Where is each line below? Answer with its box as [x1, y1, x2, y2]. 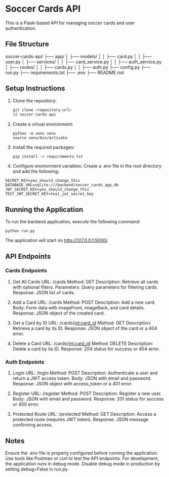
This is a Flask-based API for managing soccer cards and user [5, 20, 135, 26]
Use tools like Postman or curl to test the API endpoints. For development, [5, 455, 159, 461]
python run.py [5, 228, 35, 233]
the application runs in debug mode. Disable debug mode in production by [5, 460, 160, 466]
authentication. [5, 25, 37, 31]
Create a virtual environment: [12, 121, 73, 127]
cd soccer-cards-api [12, 112, 56, 117]
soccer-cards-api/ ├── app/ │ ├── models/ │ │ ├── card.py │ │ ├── [5, 53, 152, 59]
